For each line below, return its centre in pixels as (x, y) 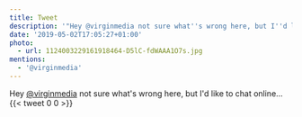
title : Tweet (34, 18)
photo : (22, 43)
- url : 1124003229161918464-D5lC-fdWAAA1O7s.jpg (110, 51)
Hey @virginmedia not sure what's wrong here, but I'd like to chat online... (146, 93)
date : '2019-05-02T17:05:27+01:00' (76, 34)
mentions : (28, 59)
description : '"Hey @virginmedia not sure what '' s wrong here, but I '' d (148, 26)
